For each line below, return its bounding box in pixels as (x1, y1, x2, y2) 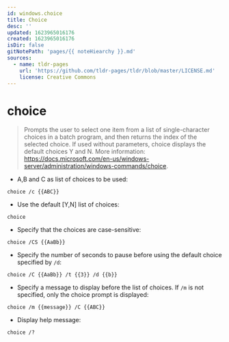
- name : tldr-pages (13, 61, 69, 68)
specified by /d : (16, 258, 62, 267)
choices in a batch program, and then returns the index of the (23, 133, 198, 141)
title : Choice (7, 16, 48, 23)
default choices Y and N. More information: (23, 148, 146, 156)
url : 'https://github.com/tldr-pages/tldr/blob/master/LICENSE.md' (19, 67, 215, 74)
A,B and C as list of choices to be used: (16, 175, 129, 183)
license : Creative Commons (19, 73, 96, 81)
